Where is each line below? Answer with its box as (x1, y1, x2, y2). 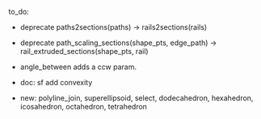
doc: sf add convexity (19, 78, 93, 87)
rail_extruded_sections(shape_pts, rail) (19, 47, 149, 55)
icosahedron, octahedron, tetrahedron (19, 102, 148, 111)
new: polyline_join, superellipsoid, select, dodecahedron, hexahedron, (19, 93, 254, 103)
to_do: (8, 7, 30, 16)
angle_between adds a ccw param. (19, 62, 137, 72)
